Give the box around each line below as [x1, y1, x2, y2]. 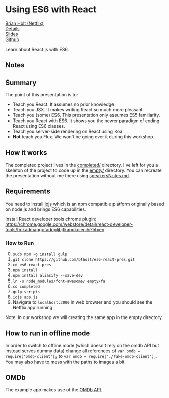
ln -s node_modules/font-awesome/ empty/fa [12, 278, 106, 284]
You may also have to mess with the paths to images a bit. [5, 359, 126, 365]
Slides [5, 31, 18, 37]
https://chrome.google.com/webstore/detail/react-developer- [5, 221, 133, 227]
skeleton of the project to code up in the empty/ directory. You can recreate [5, 167, 162, 173]
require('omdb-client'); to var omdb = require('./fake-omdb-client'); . [5, 353, 158, 359]
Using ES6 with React [5, 4, 97, 15]
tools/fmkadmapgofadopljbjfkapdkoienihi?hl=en [5, 226, 105, 232]
